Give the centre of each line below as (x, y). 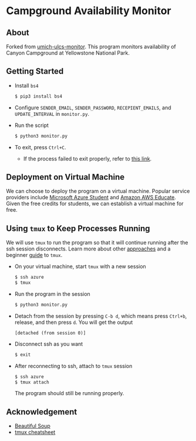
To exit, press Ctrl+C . (40, 147)
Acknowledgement (42, 412)
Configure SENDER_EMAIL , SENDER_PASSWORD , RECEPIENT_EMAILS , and (93, 108)
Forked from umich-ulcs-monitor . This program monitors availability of (91, 46)
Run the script (31, 125)
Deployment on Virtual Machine (65, 177)
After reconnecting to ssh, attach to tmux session (73, 366)
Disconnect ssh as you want (49, 344)
